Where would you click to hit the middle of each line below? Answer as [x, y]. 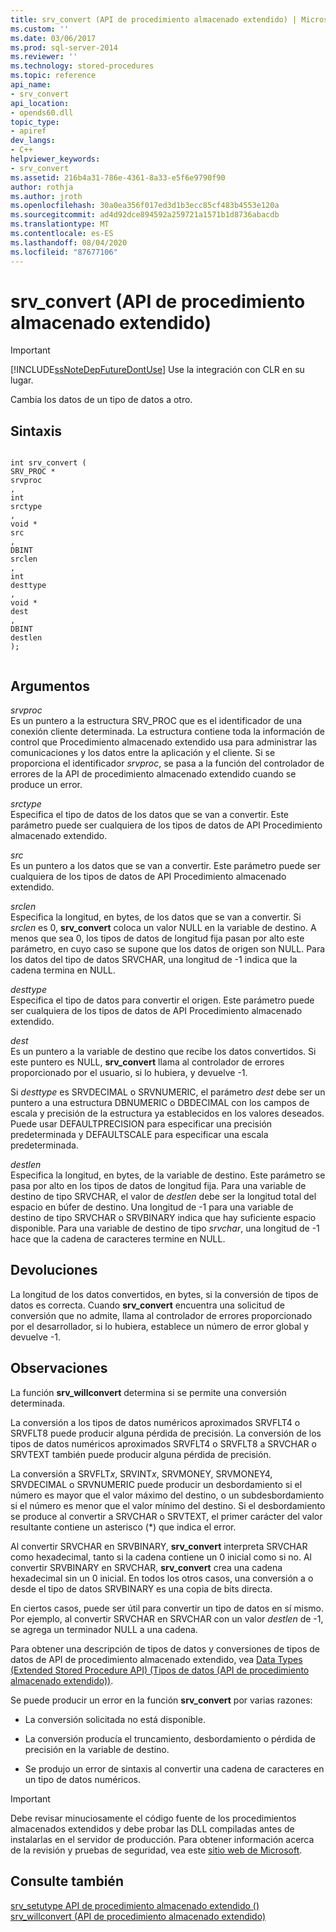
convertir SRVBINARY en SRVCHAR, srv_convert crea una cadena [146, 1567]
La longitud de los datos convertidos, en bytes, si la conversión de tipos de [164, 1294]
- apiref [28, 131]
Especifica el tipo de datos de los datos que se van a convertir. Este [150, 815]
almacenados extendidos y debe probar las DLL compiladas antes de [152, 1828]
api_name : [31, 85]
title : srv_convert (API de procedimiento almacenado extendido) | [154, 19]
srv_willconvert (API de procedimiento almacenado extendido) [138, 1916]
